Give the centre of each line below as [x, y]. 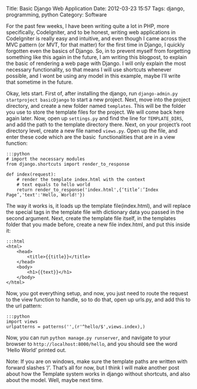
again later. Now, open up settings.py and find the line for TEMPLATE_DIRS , [95, 118]
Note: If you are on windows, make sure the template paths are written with [97, 361]
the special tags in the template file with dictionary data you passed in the [95, 212]
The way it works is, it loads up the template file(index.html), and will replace [98, 206]
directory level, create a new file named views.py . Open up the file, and [92, 131]
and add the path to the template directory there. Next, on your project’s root [98, 124]
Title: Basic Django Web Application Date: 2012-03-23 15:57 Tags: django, [96, 8]
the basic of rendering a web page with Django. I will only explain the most [96, 63]
